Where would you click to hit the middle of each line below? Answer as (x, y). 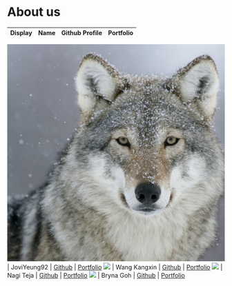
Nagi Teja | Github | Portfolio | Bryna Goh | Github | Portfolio (96, 275)
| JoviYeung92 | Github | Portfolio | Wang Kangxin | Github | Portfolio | (115, 267)
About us (34, 12)
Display (21, 33)
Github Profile (81, 33)
